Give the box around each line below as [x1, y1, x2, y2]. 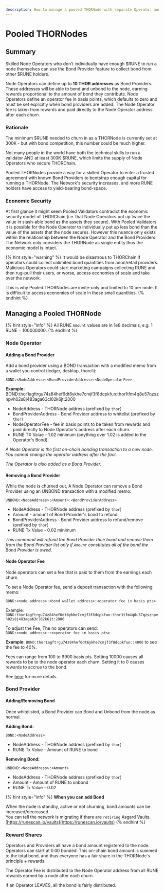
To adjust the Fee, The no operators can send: [5, 625, 98, 631]
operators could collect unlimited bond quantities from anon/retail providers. [5, 260, 159, 266]
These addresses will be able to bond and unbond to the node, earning [5, 86, 148, 92]
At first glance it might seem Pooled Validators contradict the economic [5, 208, 148, 214]
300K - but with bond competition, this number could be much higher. [5, 140, 146, 146]
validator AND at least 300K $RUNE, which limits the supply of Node [5, 155, 143, 160]
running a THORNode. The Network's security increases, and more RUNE [5, 180, 153, 186]
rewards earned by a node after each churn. [5, 872, 94, 878]
